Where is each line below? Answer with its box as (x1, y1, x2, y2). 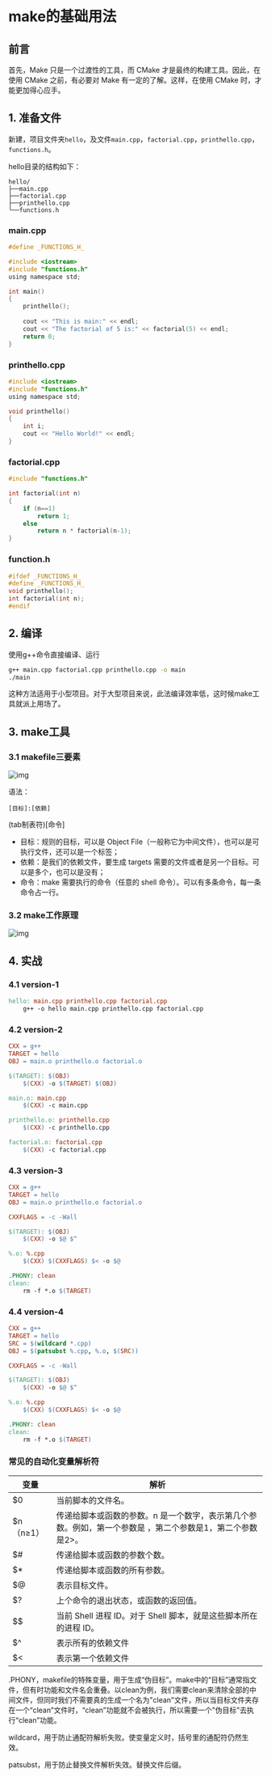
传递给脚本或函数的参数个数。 (56, 1549, 170, 1560)
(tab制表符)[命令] (8, 820, 65, 829)
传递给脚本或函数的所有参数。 (56, 1564, 170, 1576)
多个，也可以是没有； (34, 867, 106, 877)
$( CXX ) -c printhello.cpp (23, 1124, 110, 1132)
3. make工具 (8, 725, 71, 739)
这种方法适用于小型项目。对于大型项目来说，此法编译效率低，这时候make (8, 689, 252, 698)
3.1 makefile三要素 (8, 751, 81, 762)
